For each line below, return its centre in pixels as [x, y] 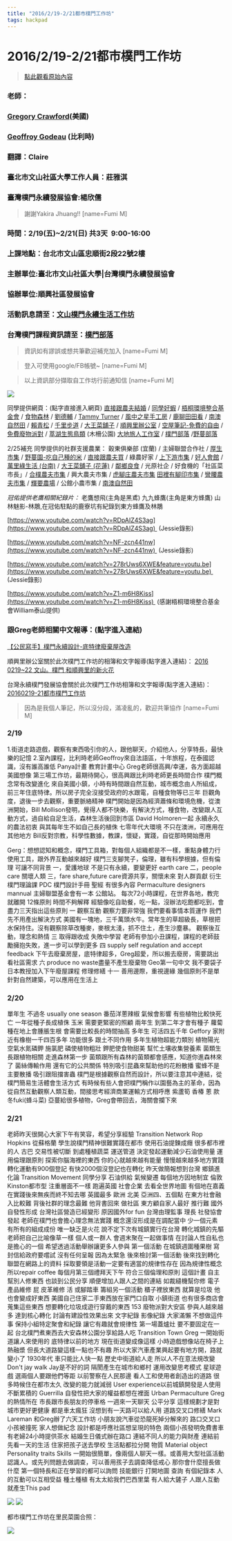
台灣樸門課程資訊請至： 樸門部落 [60, 334]
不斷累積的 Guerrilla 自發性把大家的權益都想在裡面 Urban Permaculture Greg [116, 1393]
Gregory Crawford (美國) [48, 117]
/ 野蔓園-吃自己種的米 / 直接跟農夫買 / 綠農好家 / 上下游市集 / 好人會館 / [122, 457]
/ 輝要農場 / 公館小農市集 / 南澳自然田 [80, 483]
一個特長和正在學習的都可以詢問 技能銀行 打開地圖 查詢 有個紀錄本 [121, 1471]
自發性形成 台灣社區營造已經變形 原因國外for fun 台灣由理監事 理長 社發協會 [115, 1212]
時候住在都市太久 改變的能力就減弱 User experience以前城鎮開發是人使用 [117, 1384]
